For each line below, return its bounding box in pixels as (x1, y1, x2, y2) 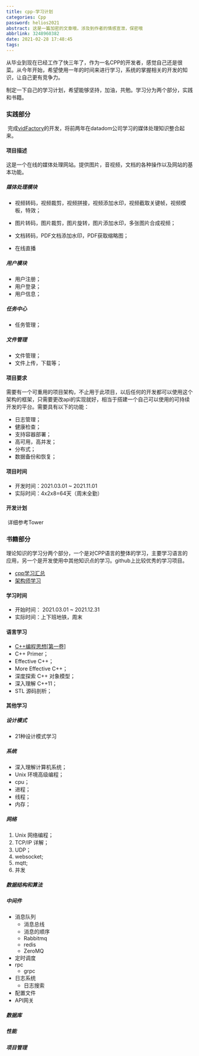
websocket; (14, 853, 43, 860)
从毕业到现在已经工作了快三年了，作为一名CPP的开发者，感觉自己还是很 (6, 59, 183, 66)
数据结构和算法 (6, 881, 43, 888)
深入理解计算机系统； (14, 764, 67, 771)
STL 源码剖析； (14, 687, 52, 694)
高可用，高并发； (14, 438, 57, 446)
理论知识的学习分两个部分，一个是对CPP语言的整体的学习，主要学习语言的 (6, 550, 188, 557)
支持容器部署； (14, 431, 52, 438)
